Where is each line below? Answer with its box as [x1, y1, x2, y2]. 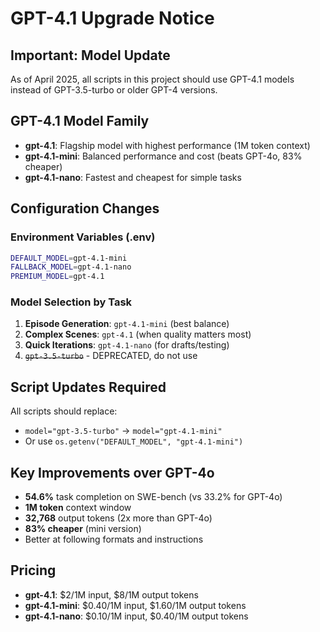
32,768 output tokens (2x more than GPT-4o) [24, 512, 213, 524]
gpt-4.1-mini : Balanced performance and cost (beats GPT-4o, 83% [24, 150, 303, 162]
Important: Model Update [10, 47, 171, 64]
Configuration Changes [10, 200, 160, 217]
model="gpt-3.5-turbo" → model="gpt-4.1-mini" [24, 425, 223, 437]
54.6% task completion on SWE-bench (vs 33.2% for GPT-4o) [24, 491, 283, 503]
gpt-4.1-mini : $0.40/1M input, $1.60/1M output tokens [24, 599, 247, 611]
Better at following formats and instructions [24, 533, 204, 546]
